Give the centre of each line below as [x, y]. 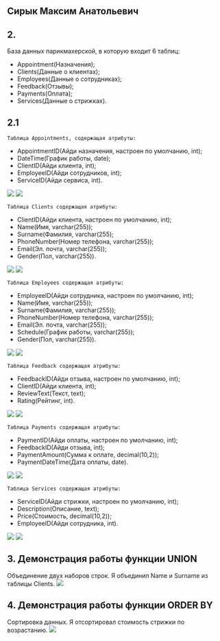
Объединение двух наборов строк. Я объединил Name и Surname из [108, 575]
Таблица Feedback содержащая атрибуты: [64, 366]
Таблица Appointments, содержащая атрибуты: [72, 139]
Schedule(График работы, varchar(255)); [76, 332]
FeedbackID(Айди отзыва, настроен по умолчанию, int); [98, 379]
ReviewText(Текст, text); [51, 393]
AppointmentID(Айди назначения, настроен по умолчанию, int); [110, 151]
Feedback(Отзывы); [45, 86]
